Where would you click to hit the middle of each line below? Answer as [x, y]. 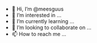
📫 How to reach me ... [39, 34]
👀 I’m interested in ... [36, 15]
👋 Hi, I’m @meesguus [38, 9]
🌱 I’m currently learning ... [43, 21]
